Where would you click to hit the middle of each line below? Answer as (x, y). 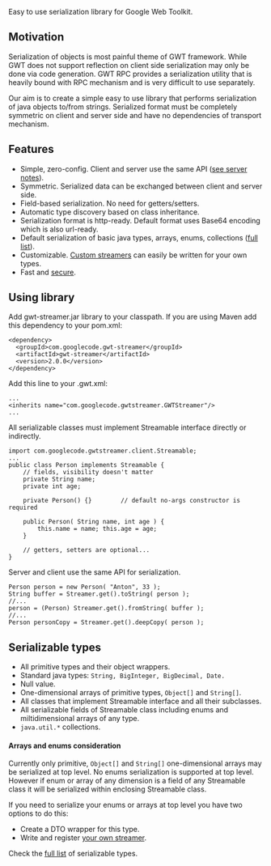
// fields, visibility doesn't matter (88, 473)
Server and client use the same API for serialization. (95, 572)
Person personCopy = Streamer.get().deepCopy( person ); (106, 622)
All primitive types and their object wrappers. (95, 667)
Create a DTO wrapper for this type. (80, 830)
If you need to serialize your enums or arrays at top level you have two (125, 805)
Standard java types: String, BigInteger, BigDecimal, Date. (122, 676)
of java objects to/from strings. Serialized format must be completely (123, 106)
